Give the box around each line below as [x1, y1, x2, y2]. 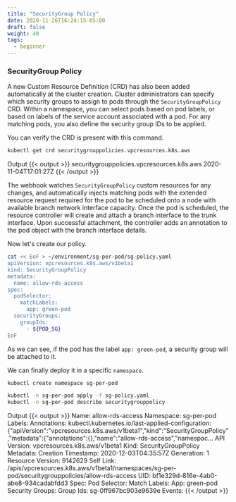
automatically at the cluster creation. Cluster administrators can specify [7, 90, 215, 99]
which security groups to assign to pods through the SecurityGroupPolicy [7, 97, 221, 106]
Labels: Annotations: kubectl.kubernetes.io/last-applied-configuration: [7, 419, 211, 427]
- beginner [13, 43, 46, 50]
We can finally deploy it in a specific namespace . [7, 366, 144, 374]
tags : [7, 37, 23, 44]
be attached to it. [7, 352, 57, 360]
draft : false [7, 23, 46, 30]
